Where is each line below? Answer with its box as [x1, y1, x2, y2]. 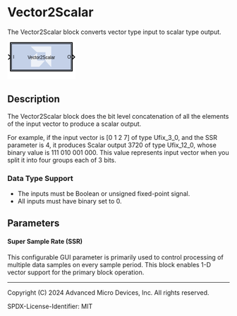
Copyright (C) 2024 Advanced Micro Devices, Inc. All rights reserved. [7, 288, 209, 297]
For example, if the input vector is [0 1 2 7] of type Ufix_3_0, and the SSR [7, 133, 217, 141]
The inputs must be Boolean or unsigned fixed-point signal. [17, 189, 190, 198]
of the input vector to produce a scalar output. [7, 119, 142, 128]
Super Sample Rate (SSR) [7, 238, 83, 246]
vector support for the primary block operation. [7, 268, 145, 276]
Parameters [7, 217, 60, 230]
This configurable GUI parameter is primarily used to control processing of [7, 252, 224, 262]
